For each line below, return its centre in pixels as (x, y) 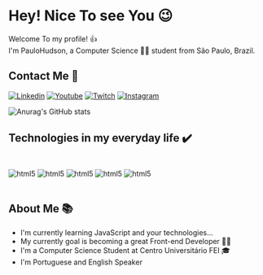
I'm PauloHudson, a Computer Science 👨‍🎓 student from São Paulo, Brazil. (132, 50)
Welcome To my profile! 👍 (53, 38)
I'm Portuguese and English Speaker (81, 262)
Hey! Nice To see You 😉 (91, 16)
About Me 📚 (41, 209)
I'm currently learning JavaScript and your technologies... (116, 232)
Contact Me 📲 (44, 76)
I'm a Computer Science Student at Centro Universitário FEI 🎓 (125, 250)
